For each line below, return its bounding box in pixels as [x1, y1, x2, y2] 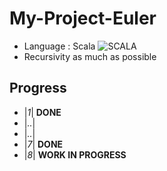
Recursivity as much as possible [23, 50, 157, 62]
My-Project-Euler [9, 7, 157, 30]
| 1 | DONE [23, 106, 62, 118]
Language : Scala [23, 40, 96, 52]
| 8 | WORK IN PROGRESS [23, 148, 127, 161]
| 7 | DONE [23, 138, 64, 150]
